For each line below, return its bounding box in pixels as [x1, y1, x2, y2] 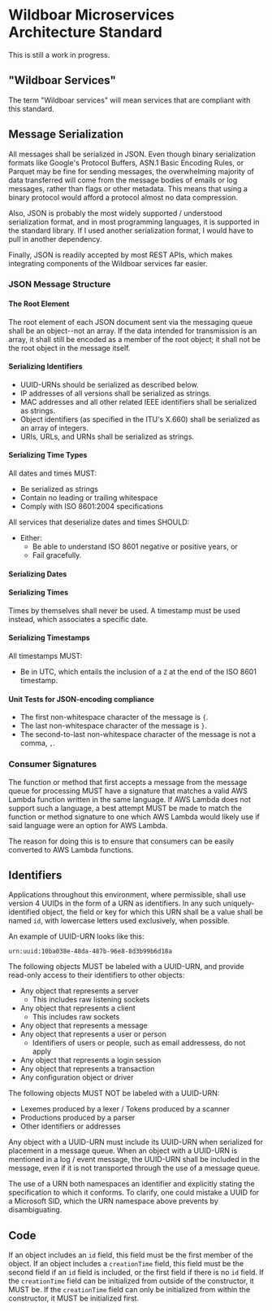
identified [8, 907, 41, 917]
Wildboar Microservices [8, 6, 175, 24]
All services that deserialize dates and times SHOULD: [8, 517, 190, 527]
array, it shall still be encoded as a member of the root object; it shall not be [8, 334, 261, 344]
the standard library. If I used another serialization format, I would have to [8, 226, 254, 235]
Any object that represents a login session [19, 1055, 162, 1065]
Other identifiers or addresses [19, 1121, 121, 1131]
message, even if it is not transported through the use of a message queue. [8, 1163, 261, 1173]
